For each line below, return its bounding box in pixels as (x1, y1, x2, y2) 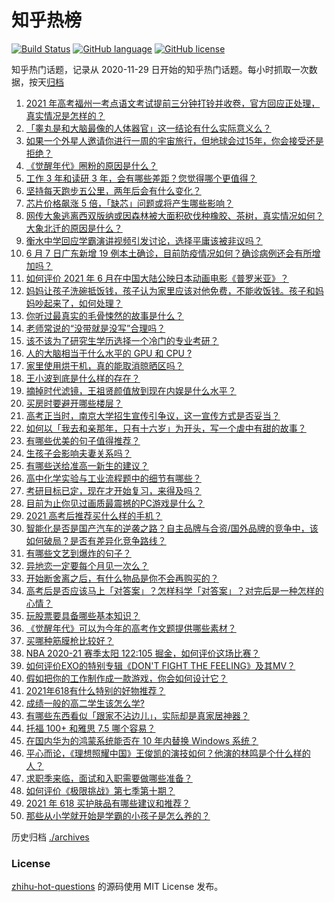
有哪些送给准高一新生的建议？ (25, 459, 149, 471)
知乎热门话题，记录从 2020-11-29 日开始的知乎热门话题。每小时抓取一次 (11, 63, 309, 75)
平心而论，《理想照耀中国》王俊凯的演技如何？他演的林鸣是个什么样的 (25, 747, 311, 759)
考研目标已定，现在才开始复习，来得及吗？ (25, 484, 202, 496)
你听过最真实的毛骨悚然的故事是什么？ (25, 309, 184, 321)
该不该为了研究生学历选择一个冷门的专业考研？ (25, 334, 219, 346)
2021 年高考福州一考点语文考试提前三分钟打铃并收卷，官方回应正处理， (25, 97, 321, 109)
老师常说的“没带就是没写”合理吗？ (25, 322, 166, 334)
